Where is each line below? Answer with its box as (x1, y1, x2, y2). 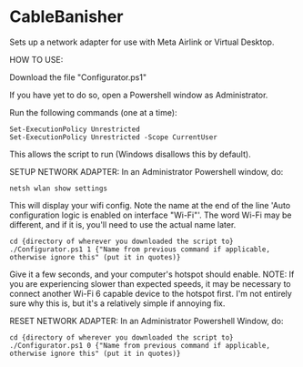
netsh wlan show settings (9, 184, 107, 193)
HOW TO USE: (9, 54, 64, 65)
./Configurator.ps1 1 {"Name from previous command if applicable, (9, 244, 271, 254)
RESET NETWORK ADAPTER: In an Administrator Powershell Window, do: (9, 315, 284, 326)
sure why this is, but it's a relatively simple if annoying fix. (9, 298, 226, 309)
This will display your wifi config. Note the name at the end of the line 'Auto (9, 199, 291, 210)
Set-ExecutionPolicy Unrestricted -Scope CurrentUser (9, 132, 218, 142)
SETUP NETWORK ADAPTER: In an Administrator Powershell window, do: (9, 166, 284, 177)
